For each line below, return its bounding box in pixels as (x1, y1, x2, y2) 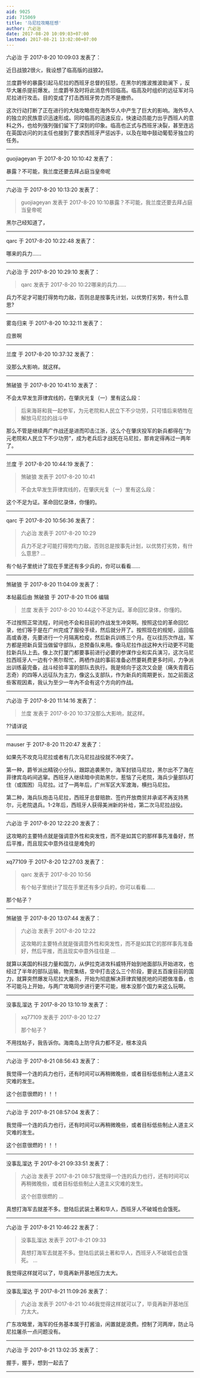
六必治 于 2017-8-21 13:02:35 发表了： (6, 1346, 100, 1353)
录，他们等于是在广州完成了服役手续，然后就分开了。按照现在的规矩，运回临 (6, 626, 194, 633)
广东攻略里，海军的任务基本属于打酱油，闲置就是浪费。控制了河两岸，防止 (6, 1321, 189, 1328)
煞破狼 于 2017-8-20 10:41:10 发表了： (6, 382, 99, 389)
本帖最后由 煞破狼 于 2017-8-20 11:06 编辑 (6, 593, 110, 600)
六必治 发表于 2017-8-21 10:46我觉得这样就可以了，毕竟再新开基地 (20, 1300, 184, 1307)
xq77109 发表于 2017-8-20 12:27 (20, 1014, 101, 1020)
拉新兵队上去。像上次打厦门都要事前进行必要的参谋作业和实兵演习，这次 (6, 649, 183, 656)
